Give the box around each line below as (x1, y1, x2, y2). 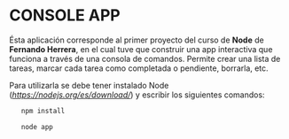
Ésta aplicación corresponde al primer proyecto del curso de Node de (9, 35, 264, 45)
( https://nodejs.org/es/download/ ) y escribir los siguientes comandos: (9, 89, 265, 100)
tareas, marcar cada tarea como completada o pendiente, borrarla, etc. (9, 63, 269, 73)
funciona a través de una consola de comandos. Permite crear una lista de (9, 53, 281, 64)
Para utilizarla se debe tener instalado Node (9, 80, 169, 90)
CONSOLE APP (9, 5, 121, 26)
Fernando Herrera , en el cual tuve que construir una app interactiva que (9, 43, 273, 54)
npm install (20, 106, 66, 115)
